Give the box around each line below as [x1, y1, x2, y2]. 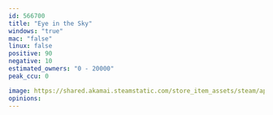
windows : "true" [8, 27, 63, 35]
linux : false [8, 42, 53, 50]
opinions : [8, 94, 42, 102]
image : [8, 87, 31, 95]
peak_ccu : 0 [8, 72, 49, 80]
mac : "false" [8, 34, 53, 43]
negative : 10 [8, 57, 53, 66]
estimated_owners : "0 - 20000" [8, 65, 115, 73]
